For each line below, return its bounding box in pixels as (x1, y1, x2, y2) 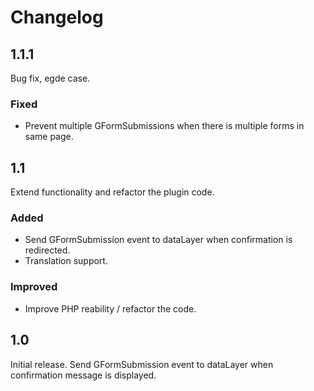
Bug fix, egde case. (10, 72, 91, 84)
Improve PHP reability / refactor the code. (24, 302, 197, 315)
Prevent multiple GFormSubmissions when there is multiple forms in (24, 120, 305, 132)
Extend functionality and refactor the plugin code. (10, 186, 215, 198)
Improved (10, 280, 58, 294)
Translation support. (24, 255, 108, 267)
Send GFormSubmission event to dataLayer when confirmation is (24, 234, 293, 246)
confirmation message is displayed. (10, 369, 157, 381)
